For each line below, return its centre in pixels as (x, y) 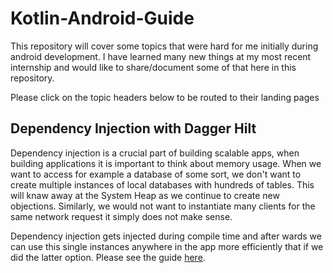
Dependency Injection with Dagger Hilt (133, 128)
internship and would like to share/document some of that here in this (153, 67)
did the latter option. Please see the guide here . (108, 257)
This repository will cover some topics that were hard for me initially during (164, 46)
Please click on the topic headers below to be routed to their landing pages (165, 97)
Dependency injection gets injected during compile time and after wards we (166, 236)
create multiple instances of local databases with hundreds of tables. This (162, 184)
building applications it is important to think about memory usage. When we (166, 163)
